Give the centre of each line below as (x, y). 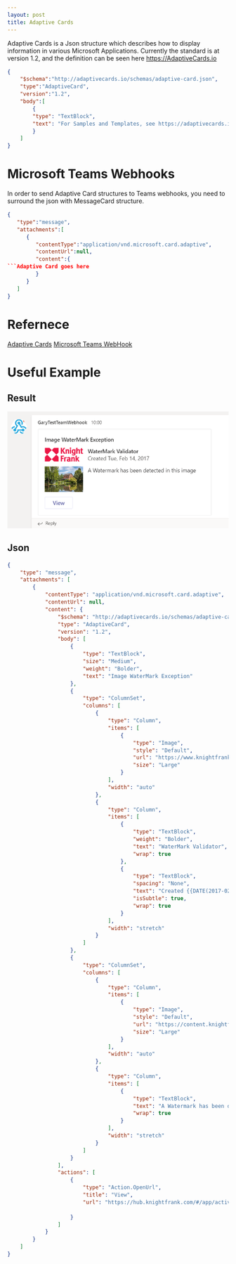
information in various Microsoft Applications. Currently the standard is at (113, 51)
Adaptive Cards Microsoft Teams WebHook (70, 344)
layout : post (26, 15)
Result (22, 398)
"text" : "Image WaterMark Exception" (138, 676)
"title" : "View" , (108, 1195)
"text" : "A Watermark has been (179, 1106)
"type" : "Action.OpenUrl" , (122, 1187)
